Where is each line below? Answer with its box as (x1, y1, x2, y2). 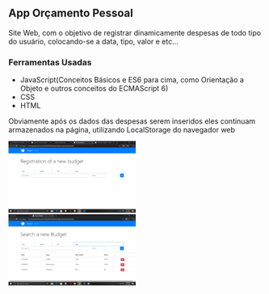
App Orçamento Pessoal (8, 6, 133, 20)
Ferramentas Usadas (8, 57, 92, 68)
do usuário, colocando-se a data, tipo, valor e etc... (8, 36, 179, 46)
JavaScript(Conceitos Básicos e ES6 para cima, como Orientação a (19, 75, 245, 85)
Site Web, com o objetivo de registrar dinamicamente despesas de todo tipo (8, 27, 261, 37)
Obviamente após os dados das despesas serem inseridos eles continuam (8, 116, 256, 126)
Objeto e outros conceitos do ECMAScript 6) (19, 84, 169, 94)
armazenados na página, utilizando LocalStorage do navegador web (8, 125, 236, 135)
